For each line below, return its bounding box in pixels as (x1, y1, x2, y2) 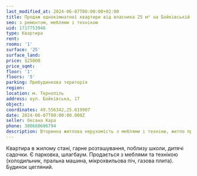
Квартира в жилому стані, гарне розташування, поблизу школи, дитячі (6, 144, 184, 151)
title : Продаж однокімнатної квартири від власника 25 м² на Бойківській (6, 14, 191, 20)
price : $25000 (6, 57, 41, 63)
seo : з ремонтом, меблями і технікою (6, 19, 98, 25)
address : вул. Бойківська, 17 (6, 96, 80, 101)
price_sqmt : (6, 63, 35, 69)
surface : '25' (6, 47, 41, 53)
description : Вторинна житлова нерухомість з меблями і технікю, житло (6, 128, 185, 135)
